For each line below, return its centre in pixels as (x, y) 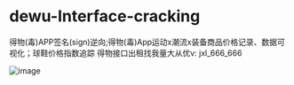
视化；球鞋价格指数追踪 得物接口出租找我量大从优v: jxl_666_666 (126, 53)
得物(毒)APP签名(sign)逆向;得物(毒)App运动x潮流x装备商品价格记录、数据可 (147, 42)
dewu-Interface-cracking (105, 16)
